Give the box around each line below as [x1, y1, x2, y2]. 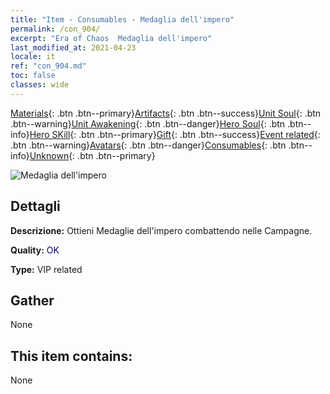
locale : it [10, 52, 56, 62]
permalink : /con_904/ [10, 24, 101, 34]
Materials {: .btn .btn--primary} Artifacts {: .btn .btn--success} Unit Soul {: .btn [10, 107, 322, 119]
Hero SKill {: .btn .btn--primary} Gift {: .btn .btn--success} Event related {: [29, 128, 321, 140]
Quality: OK [10, 244, 60, 256]
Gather [10, 292, 55, 309]
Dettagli [10, 198, 61, 215]
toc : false [10, 71, 56, 81]
